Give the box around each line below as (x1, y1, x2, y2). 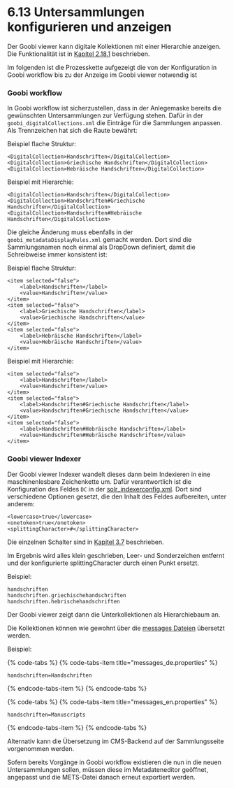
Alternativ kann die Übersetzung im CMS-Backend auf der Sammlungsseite (7, 737, 224, 745)
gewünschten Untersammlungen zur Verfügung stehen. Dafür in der (7, 111, 204, 120)
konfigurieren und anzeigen (7, 19, 172, 35)
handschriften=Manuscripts (7, 711, 86, 718)
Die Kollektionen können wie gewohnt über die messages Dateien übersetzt (7, 624, 225, 632)
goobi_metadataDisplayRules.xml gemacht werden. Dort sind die (7, 236, 192, 244)
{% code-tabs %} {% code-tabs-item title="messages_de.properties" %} (7, 658, 218, 666)
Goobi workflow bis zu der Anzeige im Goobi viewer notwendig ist (7, 71, 198, 79)
